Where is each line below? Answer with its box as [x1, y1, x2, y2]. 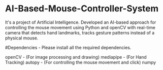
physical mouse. [5, 35, 38, 41]
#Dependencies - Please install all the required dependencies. [5, 44, 131, 50]
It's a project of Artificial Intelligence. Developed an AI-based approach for [5, 19, 157, 25]
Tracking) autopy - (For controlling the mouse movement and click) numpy [5, 59, 156, 65]
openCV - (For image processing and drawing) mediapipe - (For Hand [5, 54, 147, 60]
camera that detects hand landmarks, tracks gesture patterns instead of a [5, 30, 155, 35]
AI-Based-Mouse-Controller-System [5, 3, 159, 14]
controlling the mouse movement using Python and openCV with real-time [5, 24, 156, 30]
